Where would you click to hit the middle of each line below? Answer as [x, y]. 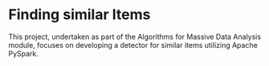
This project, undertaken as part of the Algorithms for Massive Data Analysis [135, 37]
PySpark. [23, 53]
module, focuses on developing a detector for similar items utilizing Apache [133, 45]
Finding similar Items [79, 15]
